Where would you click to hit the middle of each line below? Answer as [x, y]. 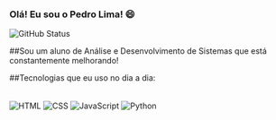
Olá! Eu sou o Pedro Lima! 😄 [72, 14]
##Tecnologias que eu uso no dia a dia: [83, 78]
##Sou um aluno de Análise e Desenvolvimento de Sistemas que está [138, 51]
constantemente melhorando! [64, 61]
